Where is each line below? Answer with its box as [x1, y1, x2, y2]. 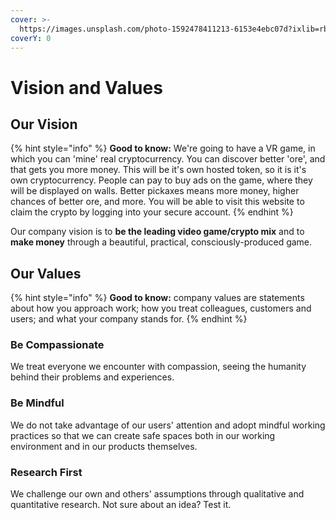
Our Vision [10, 116, 78, 133]
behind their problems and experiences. [10, 371, 175, 383]
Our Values [10, 265, 82, 282]
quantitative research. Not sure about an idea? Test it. [10, 499, 232, 511]
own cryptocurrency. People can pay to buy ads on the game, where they [10, 174, 313, 186]
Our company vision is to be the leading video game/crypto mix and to [10, 226, 305, 238]
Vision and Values [10, 76, 163, 99]
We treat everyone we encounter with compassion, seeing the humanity [10, 361, 307, 373]
